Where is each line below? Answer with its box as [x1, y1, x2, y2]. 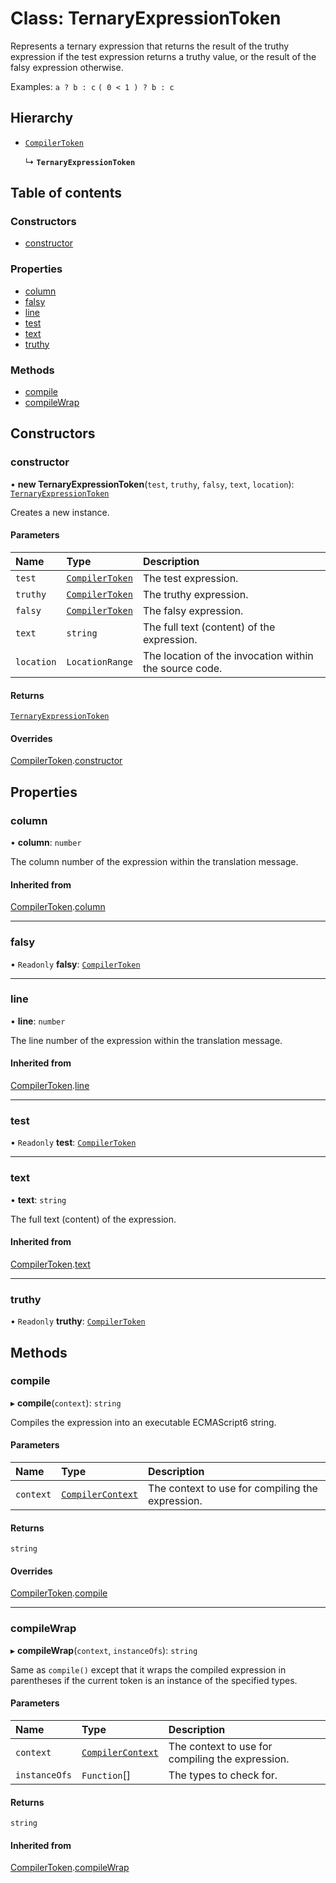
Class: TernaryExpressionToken [10, 7, 282, 30]
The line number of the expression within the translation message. [10, 1034, 283, 1046]
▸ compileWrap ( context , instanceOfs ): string [10, 1644, 198, 1656]
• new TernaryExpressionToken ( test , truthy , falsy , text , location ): [10, 478, 295, 490]
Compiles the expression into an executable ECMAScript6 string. [10, 1416, 277, 1428]
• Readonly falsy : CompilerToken [10, 958, 141, 970]
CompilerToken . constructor [10, 755, 123, 767]
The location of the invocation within [142, 648, 314, 662]
